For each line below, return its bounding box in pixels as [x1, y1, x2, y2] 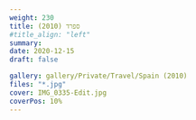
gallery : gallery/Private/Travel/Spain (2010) [9, 71, 188, 81]
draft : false [9, 55, 59, 64]
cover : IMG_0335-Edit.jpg [9, 88, 107, 97]
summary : [9, 38, 42, 48]
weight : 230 [9, 13, 54, 23]
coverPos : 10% [9, 97, 63, 106]
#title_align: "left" [9, 30, 91, 39]
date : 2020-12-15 [9, 47, 75, 56]
